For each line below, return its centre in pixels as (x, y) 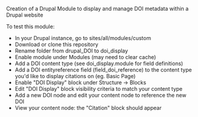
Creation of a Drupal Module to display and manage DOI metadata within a (98, 9)
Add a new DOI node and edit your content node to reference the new (100, 95)
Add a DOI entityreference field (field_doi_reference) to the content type (103, 70)
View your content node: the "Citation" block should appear (88, 108)
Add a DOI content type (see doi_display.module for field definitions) (99, 63)
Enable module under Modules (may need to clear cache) (85, 57)
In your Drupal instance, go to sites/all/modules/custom (83, 38)
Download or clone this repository (56, 44)
